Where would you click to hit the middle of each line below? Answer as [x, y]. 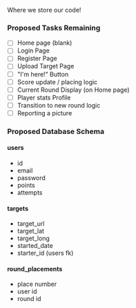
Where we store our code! [44, 10]
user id [27, 291]
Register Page [37, 59]
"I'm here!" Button [43, 74]
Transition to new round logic [59, 105]
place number [37, 284]
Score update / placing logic [57, 81]
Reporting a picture [45, 113]
